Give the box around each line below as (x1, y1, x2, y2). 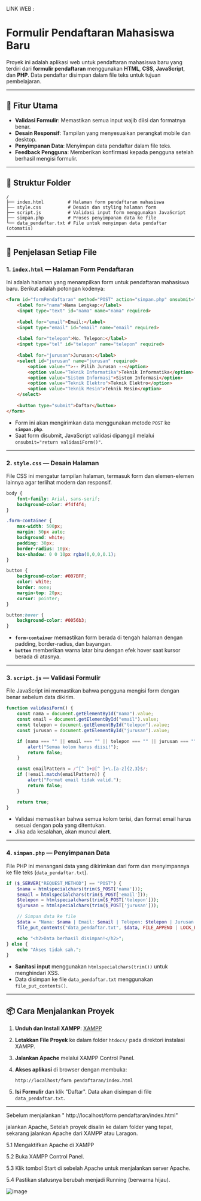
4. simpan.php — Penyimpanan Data (6, 848, 111, 857)
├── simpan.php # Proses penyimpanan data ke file (6, 215, 157, 221)
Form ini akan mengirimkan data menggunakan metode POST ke (14, 419, 170, 426)
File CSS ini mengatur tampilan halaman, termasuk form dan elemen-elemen (6, 472, 194, 479)
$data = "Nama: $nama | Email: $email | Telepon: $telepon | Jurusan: (17, 919, 197, 925)
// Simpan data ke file (17, 914, 77, 920)
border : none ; (17, 585, 52, 591)
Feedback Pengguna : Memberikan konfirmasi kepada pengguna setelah (14, 148, 194, 155)
